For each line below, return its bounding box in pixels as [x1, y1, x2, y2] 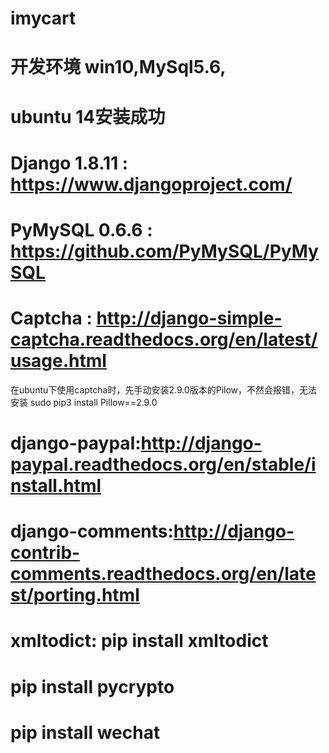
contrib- [10, 542, 81, 564]
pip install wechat [10, 721, 161, 744]
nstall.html [10, 475, 102, 497]
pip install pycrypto [10, 675, 175, 698]
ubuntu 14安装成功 [10, 105, 166, 128]
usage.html [10, 350, 107, 372]
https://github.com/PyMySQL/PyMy [10, 240, 319, 262]
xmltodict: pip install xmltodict [10, 630, 269, 652]
